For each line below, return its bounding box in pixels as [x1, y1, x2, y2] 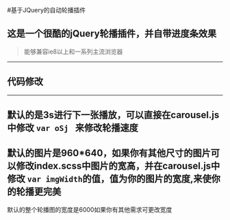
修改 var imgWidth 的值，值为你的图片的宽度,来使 [7, 173, 212, 185]
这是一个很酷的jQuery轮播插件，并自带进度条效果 [7, 28, 217, 40]
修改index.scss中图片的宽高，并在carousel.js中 [16, 160, 220, 172]
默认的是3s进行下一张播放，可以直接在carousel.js [7, 109, 220, 121]
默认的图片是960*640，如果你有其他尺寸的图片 [7, 147, 211, 159]
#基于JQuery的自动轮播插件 [7, 6, 86, 14]
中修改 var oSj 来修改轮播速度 [7, 122, 138, 134]
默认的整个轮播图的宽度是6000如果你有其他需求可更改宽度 [7, 205, 172, 214]
